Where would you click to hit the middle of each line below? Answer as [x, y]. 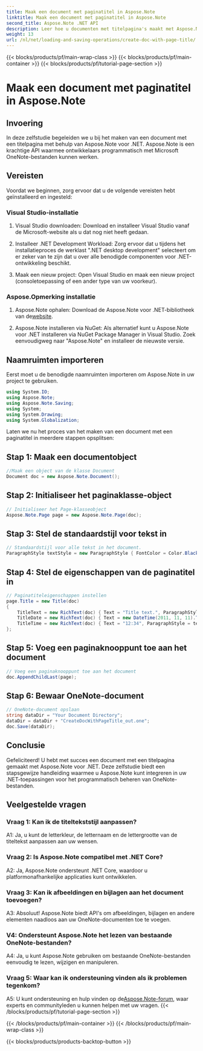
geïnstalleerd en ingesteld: [39, 196]
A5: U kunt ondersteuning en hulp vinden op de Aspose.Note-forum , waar [97, 998]
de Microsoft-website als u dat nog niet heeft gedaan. [82, 232]
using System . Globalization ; [43, 420]
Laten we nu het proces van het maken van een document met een [89, 432]
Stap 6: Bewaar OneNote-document [75, 696]
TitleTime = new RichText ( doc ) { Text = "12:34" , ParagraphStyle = [104, 624]
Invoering [25, 123]
